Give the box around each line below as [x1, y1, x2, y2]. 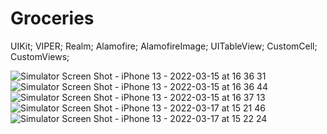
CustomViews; [10, 50, 70, 62]
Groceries [10, 7, 95, 30]
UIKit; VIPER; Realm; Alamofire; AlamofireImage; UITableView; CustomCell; [10, 40, 318, 52]
